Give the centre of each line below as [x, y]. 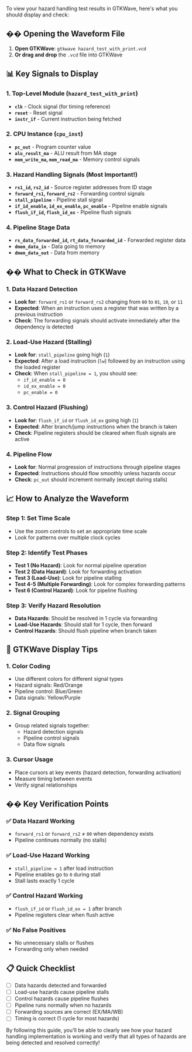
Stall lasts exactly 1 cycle [44, 880]
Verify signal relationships [46, 785]
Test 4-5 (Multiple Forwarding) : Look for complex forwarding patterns [100, 584]
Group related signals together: [52, 725]
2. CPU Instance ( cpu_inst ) [44, 134]
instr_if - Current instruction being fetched [68, 119]
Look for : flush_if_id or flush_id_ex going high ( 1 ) [76, 420]
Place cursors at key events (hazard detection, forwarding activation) [98, 772]
